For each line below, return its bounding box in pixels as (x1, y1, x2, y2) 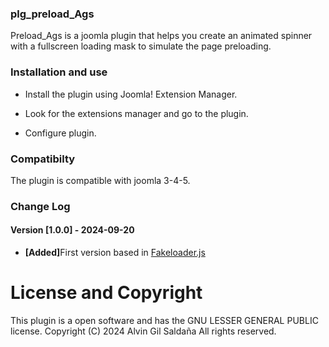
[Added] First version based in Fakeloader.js (24, 247, 206, 259)
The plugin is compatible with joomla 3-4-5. (10, 174, 191, 186)
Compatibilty (10, 152, 76, 166)
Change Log (10, 199, 71, 213)
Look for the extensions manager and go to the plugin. (24, 107, 249, 119)
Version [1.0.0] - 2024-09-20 (10, 224, 135, 236)
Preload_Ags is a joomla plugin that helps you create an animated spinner (10, 30, 313, 42)
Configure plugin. (24, 127, 97, 139)
